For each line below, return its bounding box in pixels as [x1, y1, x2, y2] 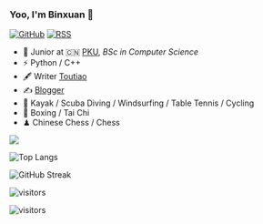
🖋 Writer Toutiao [22, 71, 87, 82]
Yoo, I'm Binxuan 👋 [9, 8, 94, 21]
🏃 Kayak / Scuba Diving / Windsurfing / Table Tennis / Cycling [22, 97, 255, 108]
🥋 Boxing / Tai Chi [22, 107, 90, 118]
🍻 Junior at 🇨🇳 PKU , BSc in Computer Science [22, 46, 198, 57]
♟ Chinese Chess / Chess [22, 117, 120, 128]
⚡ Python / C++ [22, 57, 82, 68]
